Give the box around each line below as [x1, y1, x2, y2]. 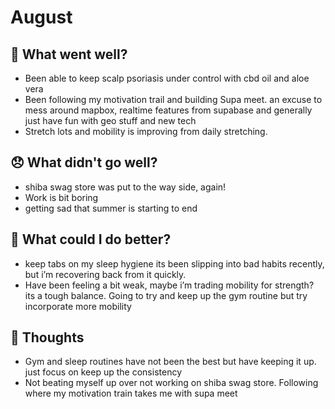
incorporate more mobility [24, 300, 132, 312]
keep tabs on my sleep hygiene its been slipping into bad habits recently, [24, 257, 325, 270]
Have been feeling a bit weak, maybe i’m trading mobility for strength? [24, 279, 315, 291]
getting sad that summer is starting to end [24, 202, 198, 214]
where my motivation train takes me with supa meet [24, 387, 238, 400]
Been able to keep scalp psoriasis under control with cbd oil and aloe [24, 72, 310, 84]
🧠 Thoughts [10, 329, 85, 346]
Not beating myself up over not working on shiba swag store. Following [24, 377, 319, 389]
